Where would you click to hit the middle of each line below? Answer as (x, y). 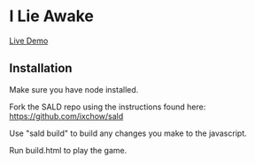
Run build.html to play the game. (68, 150)
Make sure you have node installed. (74, 89)
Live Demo (29, 41)
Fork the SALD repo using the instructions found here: (108, 107)
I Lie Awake (52, 16)
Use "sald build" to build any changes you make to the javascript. (128, 133)
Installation (41, 68)
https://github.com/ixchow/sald (66, 116)
